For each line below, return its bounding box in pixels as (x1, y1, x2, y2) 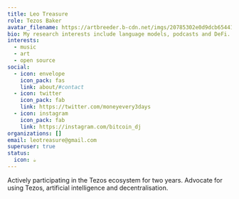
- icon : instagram (14, 110, 69, 117)
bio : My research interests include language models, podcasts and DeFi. (7, 30, 231, 38)
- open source (14, 57, 55, 64)
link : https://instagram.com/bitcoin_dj (20, 123, 142, 131)
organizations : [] (7, 130, 62, 137)
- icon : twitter (14, 90, 62, 97)
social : (7, 63, 31, 71)
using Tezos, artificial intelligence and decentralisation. (7, 183, 169, 192)
